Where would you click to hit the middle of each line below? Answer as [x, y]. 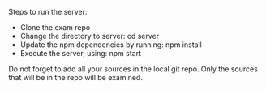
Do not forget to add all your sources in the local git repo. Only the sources [133, 69]
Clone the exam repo [55, 27]
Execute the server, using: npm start [81, 53]
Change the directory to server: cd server [90, 36]
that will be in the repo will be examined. [76, 77]
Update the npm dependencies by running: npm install [111, 45]
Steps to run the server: [48, 12]
